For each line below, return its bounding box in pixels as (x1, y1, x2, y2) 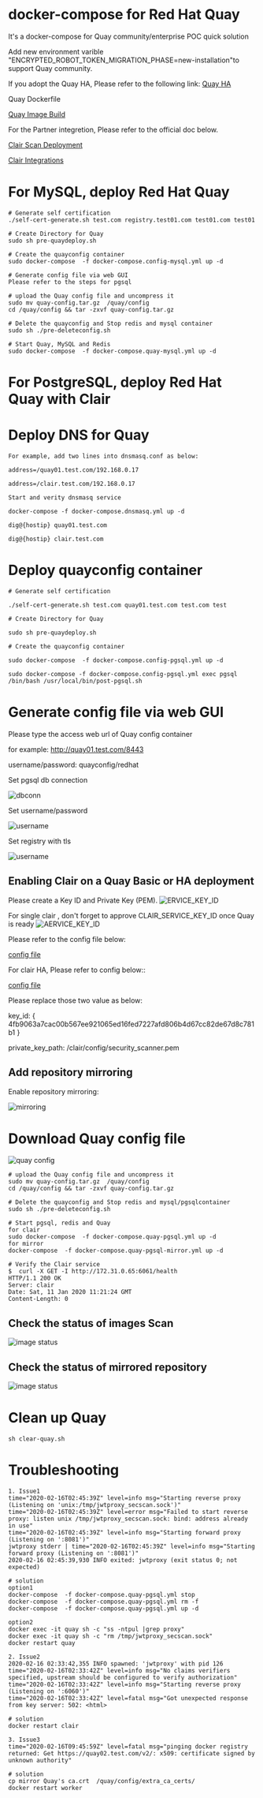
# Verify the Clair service (8, 1261, 101, 1269)
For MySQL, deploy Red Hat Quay (8, 183, 230, 201)
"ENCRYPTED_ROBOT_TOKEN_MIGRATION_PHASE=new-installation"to (8, 55, 240, 65)
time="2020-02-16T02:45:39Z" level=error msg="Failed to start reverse (8, 1508, 248, 1516)
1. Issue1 (8, 1487, 41, 1495)
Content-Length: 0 (8, 1295, 69, 1303)
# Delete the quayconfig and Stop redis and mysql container (8, 320, 213, 327)
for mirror (8, 1240, 44, 1248)
